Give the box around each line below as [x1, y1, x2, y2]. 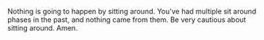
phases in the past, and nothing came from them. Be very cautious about [7, 15, 247, 24]
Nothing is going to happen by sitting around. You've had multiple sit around [7, 7, 257, 16]
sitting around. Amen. [7, 24, 78, 32]
